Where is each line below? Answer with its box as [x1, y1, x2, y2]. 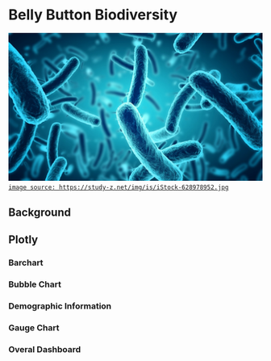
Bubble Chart [8, 279, 62, 290]
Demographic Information [8, 300, 112, 312]
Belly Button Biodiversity [8, 6, 178, 24]
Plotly [8, 233, 39, 247]
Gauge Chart [8, 321, 60, 333]
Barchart [8, 257, 44, 268]
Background [8, 205, 71, 219]
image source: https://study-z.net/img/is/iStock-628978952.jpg [8, 183, 229, 191]
